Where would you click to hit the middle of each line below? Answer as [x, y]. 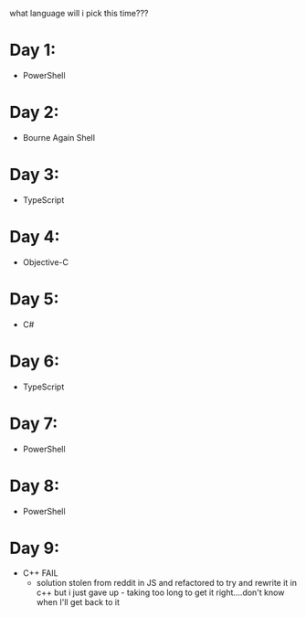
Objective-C [46, 262]
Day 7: [34, 423]
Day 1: [33, 50]
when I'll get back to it [78, 602]
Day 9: [35, 548]
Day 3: [34, 175]
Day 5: [34, 298]
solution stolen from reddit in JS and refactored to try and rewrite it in [167, 583]
